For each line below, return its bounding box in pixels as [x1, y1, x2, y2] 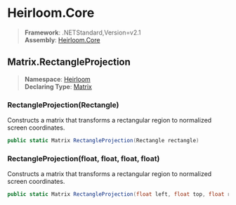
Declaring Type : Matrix [24, 82, 93, 91]
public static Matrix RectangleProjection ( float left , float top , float [7, 191, 225, 198]
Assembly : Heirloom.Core [24, 35, 100, 44]
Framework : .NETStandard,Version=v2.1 [24, 28, 141, 37]
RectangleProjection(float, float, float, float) [7, 154, 160, 163]
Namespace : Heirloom [24, 75, 91, 83]
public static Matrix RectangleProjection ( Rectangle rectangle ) [7, 137, 199, 144]
